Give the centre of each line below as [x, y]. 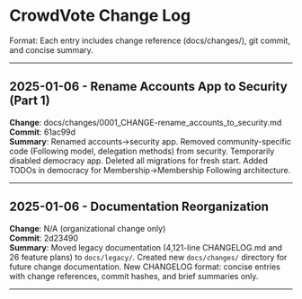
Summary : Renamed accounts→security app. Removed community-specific [151, 141]
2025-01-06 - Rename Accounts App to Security [148, 87]
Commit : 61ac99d [43, 132]
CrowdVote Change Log [100, 16]
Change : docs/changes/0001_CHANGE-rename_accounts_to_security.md [146, 122]
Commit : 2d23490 [44, 238]
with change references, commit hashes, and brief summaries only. [134, 276]
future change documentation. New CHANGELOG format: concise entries [145, 267]
